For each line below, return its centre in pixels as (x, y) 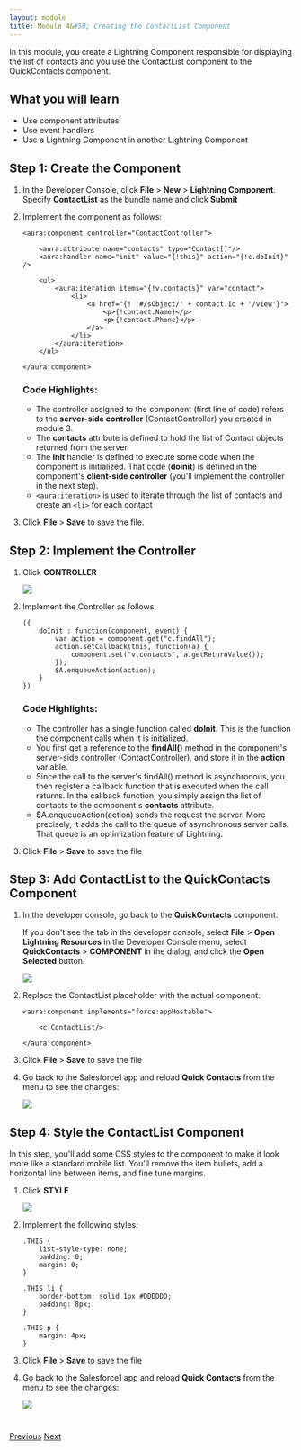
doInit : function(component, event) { (114, 631)
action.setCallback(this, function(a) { (132, 647)
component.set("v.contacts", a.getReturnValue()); (168, 655)
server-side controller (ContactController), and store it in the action (160, 757)
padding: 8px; (65, 1305)
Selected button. (53, 961)
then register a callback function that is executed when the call (152, 786)
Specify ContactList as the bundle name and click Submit (130, 200)
